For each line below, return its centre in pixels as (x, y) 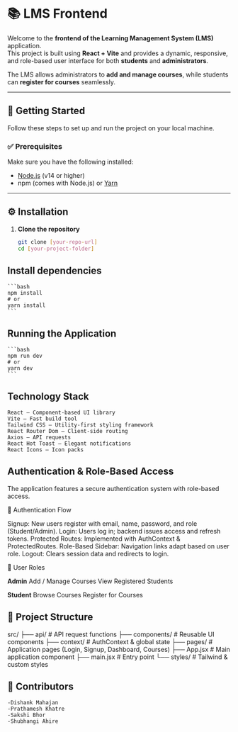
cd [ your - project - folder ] (56, 249)
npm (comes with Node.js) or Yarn (68, 183)
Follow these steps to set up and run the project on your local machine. (111, 128)
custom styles (28, 664)
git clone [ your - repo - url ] (57, 242)
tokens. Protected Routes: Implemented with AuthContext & (94, 539)
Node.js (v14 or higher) (51, 176)
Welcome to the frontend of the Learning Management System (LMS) (110, 38)
